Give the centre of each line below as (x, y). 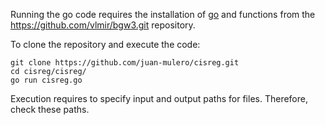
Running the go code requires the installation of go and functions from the (163, 14)
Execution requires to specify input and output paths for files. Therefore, (159, 98)
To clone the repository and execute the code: (105, 44)
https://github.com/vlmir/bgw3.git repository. (103, 25)
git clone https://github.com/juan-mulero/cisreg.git (125, 63)
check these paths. (50, 109)
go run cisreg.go (46, 80)
